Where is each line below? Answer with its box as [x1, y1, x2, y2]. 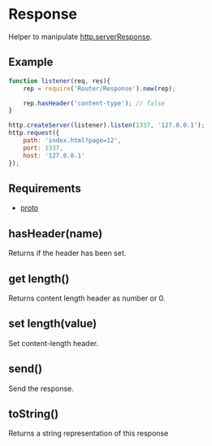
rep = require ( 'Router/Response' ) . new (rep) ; [23, 84, 176, 93]
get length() [8, 271, 70, 285]
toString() [8, 407, 59, 421]
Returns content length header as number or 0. [8, 293, 166, 303]
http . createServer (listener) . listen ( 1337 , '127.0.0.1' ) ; [8, 121, 206, 130]
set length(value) [8, 317, 97, 331]
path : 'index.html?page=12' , [23, 136, 122, 145]
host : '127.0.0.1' [23, 151, 85, 159]
